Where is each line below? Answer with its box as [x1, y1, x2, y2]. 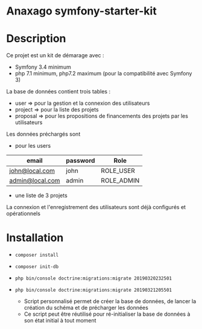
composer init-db [14, 264, 59, 270]
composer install [14, 252, 59, 258]
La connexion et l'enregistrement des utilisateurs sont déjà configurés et [6, 204, 186, 211]
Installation [6, 231, 64, 245]
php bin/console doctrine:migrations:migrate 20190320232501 [14, 275, 172, 281]
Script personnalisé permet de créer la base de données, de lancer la [24, 298, 197, 305]
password [66, 157, 95, 165]
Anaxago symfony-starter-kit [6, 4, 157, 18]
